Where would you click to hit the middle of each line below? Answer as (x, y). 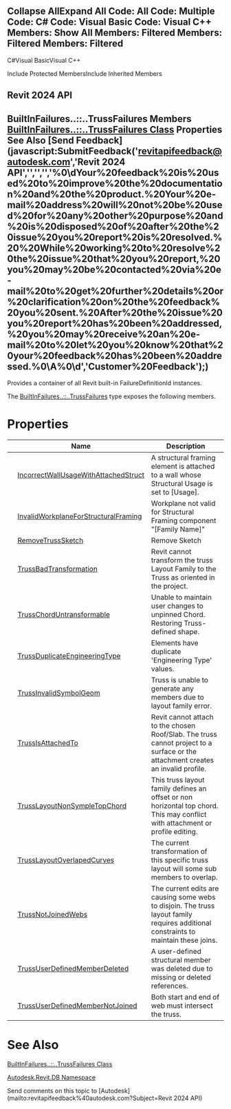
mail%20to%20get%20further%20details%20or (115, 291)
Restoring (166, 623)
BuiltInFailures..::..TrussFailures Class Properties (115, 129)
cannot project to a (181, 742)
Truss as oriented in (183, 577)
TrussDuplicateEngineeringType (69, 655)
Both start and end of (185, 997)
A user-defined (176, 951)
